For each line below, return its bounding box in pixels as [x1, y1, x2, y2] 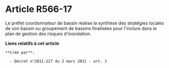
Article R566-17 [5, 3, 72, 15]
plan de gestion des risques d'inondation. [5, 30, 92, 36]
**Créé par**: [5, 50, 35, 55]
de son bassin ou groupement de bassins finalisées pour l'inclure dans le [5, 25, 157, 31]
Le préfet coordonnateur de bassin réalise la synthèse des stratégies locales [5, 20, 164, 26]
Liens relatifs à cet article [5, 40, 60, 46]
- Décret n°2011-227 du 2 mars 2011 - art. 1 [10, 58, 107, 63]
